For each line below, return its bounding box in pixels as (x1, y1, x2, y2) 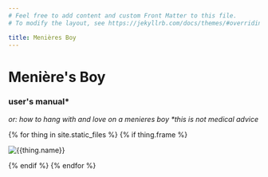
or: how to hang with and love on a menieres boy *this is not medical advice (8, 114, 259, 124)
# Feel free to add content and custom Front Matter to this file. (8, 11, 238, 20)
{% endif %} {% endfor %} (8, 160, 97, 170)
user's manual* (8, 96, 70, 108)
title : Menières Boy (8, 33, 77, 41)
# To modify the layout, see (8, 19, 105, 27)
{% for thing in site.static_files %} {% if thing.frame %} (8, 129, 188, 140)
